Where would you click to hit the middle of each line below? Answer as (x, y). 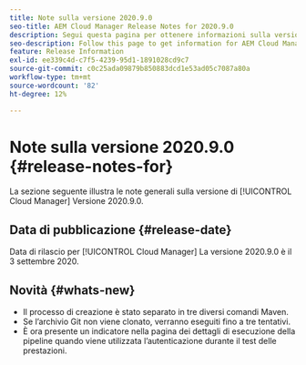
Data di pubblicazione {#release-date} (121, 230)
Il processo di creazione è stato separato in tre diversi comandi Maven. (156, 312)
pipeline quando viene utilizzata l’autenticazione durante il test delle (149, 341)
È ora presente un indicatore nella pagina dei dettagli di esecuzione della (159, 331)
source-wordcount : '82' (55, 86)
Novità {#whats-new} (72, 290)
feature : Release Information (67, 52)
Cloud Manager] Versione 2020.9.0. (76, 201)
